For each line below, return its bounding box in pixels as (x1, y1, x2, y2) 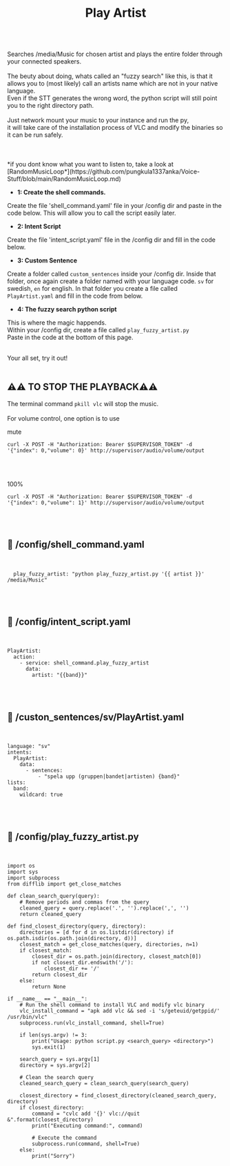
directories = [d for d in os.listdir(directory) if (19, 929, 174, 936)
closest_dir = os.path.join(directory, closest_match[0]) (32, 953, 202, 960)
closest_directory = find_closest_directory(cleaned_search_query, (19, 1092, 217, 1099)
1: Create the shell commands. (17, 188, 106, 196)
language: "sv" (7, 743, 51, 750)
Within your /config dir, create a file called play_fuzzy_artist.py (7, 325, 189, 334)
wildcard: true (19, 792, 63, 799)
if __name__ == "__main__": (7, 995, 88, 1002)
